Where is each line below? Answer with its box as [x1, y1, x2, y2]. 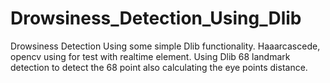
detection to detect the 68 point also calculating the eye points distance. [10, 61, 308, 73]
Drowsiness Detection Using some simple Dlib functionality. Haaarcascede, [10, 40, 321, 52]
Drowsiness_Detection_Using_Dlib [10, 7, 302, 30]
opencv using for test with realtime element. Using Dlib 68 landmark [10, 50, 291, 62]
